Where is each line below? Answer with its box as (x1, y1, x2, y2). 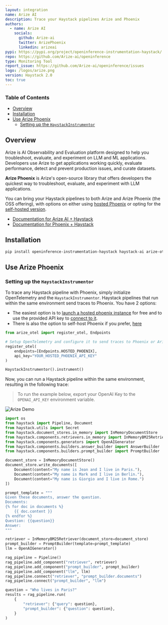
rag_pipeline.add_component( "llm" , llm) (5, 569, 91, 574)
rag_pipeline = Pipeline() (5, 555, 61, 560)
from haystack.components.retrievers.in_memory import (5, 435, 122, 440)
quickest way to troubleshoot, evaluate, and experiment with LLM (5, 180, 140, 186)
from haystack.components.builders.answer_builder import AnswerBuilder (5, 444, 160, 449)
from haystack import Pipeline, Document (5, 421, 93, 426)
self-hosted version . (5, 206, 46, 212)
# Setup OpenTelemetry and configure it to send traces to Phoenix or (5, 340, 155, 345)
